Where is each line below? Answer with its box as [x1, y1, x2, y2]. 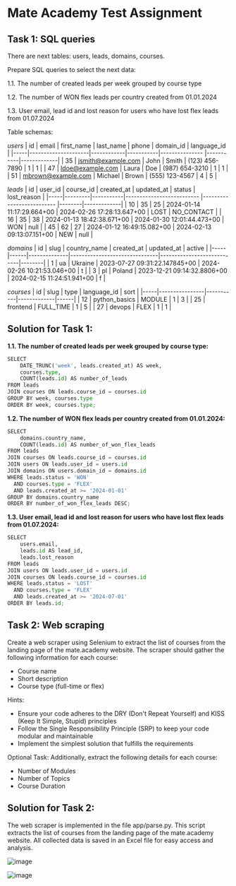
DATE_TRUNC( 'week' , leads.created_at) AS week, [20, 362, 162, 369]
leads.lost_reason [20, 553, 74, 561]
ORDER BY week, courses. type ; [7, 401, 97, 408]
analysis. [7, 843, 33, 852]
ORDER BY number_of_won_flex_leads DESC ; [7, 500, 131, 507]
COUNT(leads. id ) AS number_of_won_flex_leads [20, 441, 156, 448]
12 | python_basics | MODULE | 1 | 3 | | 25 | [81, 295, 206, 303]
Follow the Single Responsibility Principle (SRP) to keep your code [17, 724, 209, 733]
